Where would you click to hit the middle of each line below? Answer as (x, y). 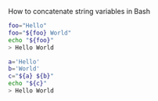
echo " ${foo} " (31, 40)
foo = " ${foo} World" (40, 33)
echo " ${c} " (27, 84)
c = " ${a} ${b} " (31, 76)
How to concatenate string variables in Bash (79, 11)
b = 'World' (24, 69)
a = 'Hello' (24, 62)
